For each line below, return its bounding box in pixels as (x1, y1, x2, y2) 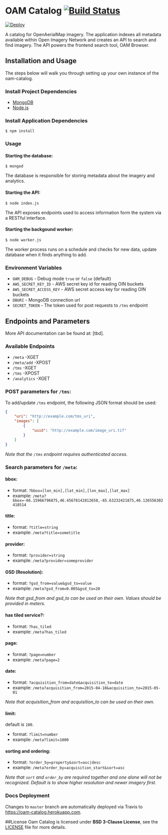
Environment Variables (5, 264, 62, 271)
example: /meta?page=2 (12, 657, 60, 663)
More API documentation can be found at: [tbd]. (5, 330, 104, 336)
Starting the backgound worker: (5, 226, 74, 232)
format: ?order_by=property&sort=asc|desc (12, 759, 101, 765)
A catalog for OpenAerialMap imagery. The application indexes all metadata (5, 31, 161, 37)
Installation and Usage (5, 57, 77, 65)
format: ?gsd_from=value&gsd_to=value (12, 580, 92, 586)
